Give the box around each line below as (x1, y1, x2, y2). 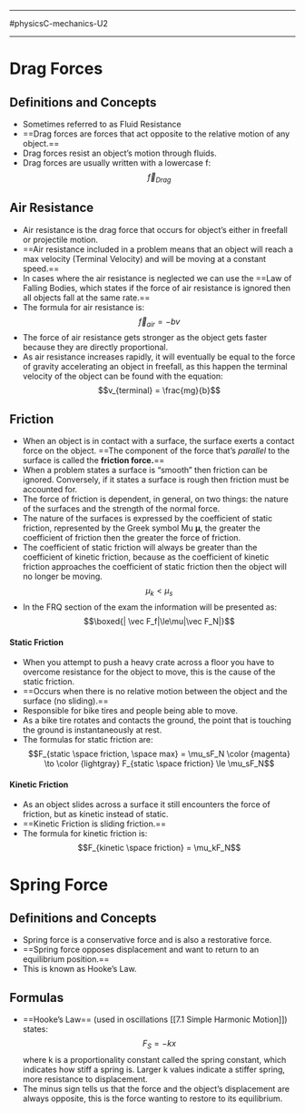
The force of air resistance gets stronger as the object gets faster (22, 332, 268, 343)
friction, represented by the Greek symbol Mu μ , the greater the (22, 522, 261, 533)
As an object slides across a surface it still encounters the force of (22, 799, 271, 810)
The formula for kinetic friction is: (22, 828, 148, 839)
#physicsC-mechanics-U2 (9, 18, 109, 28)
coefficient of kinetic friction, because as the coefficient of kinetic (22, 551, 270, 562)
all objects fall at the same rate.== (22, 292, 151, 303)
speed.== (22, 263, 60, 274)
